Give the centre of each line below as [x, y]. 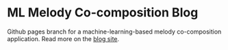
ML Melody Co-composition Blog [103, 13]
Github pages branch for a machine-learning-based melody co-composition [114, 32]
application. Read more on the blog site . [63, 38]
